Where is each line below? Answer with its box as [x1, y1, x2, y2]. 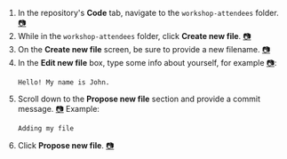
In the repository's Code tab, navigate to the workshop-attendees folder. [17, 8, 279, 18]
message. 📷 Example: [17, 104, 100, 114]
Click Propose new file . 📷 [17, 140, 115, 150]
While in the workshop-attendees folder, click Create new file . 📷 [17, 31, 251, 41]
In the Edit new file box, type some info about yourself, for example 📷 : [17, 58, 277, 68]
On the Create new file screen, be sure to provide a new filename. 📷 [17, 44, 271, 54]
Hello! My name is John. [17, 78, 110, 87]
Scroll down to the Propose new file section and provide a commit [17, 93, 260, 104]
